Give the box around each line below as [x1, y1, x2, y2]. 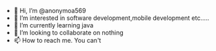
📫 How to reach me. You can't [13, 37, 101, 44]
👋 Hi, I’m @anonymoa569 [13, 7, 86, 14]
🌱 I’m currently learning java [13, 21, 94, 29]
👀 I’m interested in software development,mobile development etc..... [13, 14, 210, 22]
